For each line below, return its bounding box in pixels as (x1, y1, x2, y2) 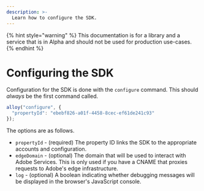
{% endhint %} (6, 44, 44, 52)
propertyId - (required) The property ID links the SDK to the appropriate (15, 139, 197, 146)
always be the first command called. (6, 92, 99, 100)
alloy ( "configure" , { (6, 105, 62, 111)
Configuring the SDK (6, 66, 115, 80)
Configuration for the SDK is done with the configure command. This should (6, 86, 198, 94)
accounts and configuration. (15, 145, 87, 153)
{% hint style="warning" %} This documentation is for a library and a (6, 31, 181, 39)
